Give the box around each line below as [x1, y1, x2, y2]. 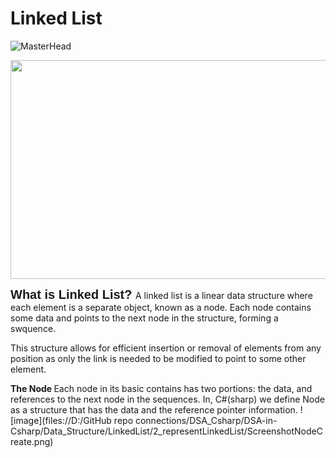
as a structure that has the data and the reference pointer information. [10, 403, 298, 416]
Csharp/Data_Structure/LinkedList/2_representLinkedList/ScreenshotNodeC [10, 425, 323, 437]
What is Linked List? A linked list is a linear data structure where [10, 287, 313, 302]
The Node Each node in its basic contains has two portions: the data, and [10, 382, 313, 394]
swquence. [10, 322, 57, 334]
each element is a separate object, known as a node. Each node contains [10, 301, 312, 313]
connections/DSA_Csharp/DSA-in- [134, 414, 278, 426]
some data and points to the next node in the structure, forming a [10, 312, 279, 324]
